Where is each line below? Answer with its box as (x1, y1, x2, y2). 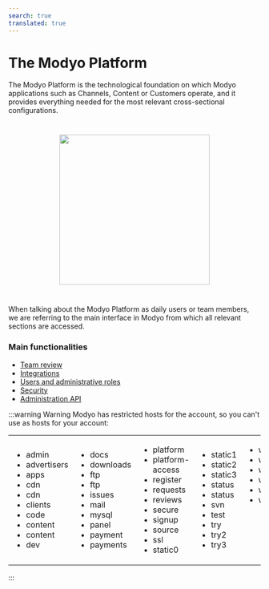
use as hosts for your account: (8, 418, 110, 427)
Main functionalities (8, 341, 88, 353)
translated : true (8, 19, 66, 27)
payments (89, 539, 127, 550)
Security (19, 385, 48, 395)
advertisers (26, 458, 69, 470)
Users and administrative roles (19, 377, 121, 386)
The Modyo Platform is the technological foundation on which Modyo (8, 80, 236, 90)
